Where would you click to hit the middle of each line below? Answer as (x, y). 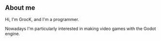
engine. (13, 33)
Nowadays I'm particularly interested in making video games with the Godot (80, 29)
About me (20, 8)
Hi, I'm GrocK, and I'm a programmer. (42, 19)
